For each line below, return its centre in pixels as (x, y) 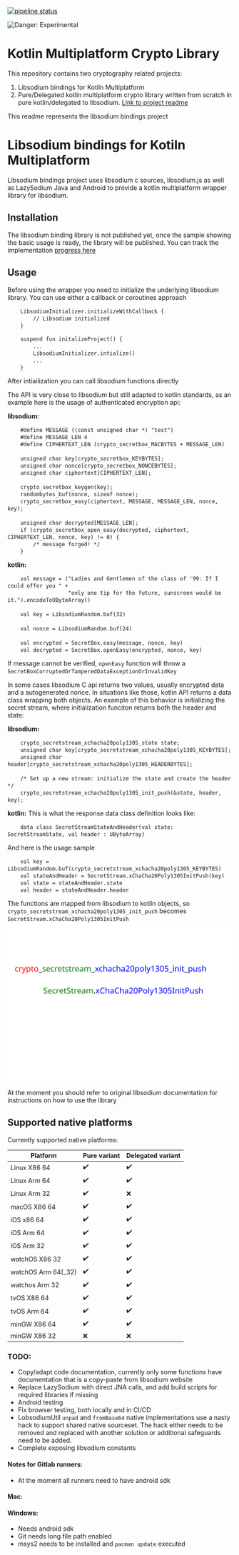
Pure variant (102, 1156)
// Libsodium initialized (72, 318)
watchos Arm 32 (35, 1285)
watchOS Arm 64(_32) (44, 1272)
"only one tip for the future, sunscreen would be (145, 593)
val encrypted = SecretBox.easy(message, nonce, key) (102, 643)
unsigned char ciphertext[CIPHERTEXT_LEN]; (86, 473)
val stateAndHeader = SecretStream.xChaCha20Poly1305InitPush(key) (122, 876)
